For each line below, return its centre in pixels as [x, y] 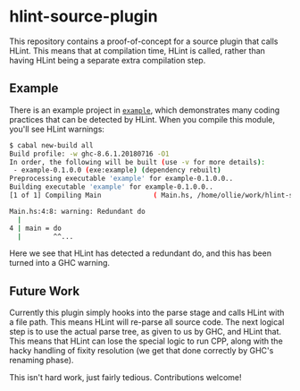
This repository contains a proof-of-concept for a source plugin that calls [144, 41]
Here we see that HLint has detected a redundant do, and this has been [141, 253]
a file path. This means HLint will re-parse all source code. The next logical [147, 322]
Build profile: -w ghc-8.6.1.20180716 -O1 [89, 154]
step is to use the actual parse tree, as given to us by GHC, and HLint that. [146, 332]
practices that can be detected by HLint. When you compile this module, [142, 119]
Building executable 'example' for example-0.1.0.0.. [112, 187]
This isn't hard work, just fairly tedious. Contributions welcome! [126, 378]
